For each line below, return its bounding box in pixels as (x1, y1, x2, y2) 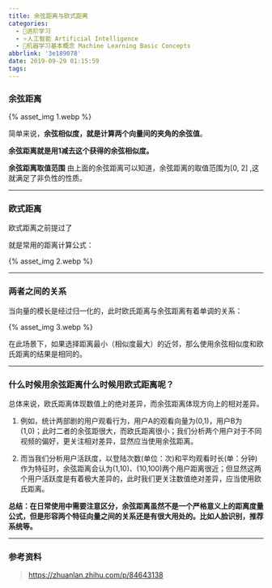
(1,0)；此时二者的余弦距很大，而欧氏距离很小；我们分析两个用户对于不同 (19, 426, 262, 436)
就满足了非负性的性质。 (8, 174, 87, 183)
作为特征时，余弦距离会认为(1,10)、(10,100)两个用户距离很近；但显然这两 (19, 463, 261, 473)
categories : (8, 19, 49, 28)
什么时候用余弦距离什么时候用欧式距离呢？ (8, 379, 175, 390)
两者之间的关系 (8, 285, 67, 297)
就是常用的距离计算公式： (8, 240, 94, 250)
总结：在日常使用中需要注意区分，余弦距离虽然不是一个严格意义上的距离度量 (8, 500, 264, 511)
